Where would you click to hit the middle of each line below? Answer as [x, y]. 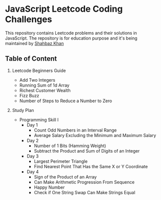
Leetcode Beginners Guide [39, 70]
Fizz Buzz [29, 95]
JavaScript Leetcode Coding [64, 9]
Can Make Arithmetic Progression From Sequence [84, 182]
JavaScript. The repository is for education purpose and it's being [71, 38]
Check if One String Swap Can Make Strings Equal [85, 192]
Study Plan [23, 110]
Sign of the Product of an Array [65, 177]
